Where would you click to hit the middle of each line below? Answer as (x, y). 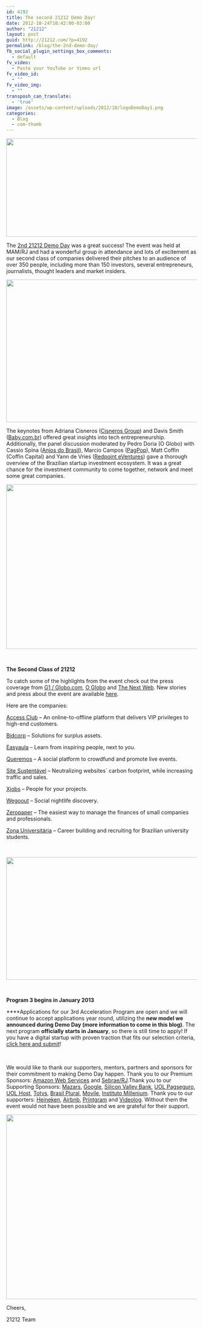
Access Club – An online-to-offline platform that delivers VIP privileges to (98, 718)
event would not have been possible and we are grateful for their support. (98, 1106)
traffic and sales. (27, 777)
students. (18, 837)
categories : (21, 113)
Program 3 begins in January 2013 (50, 1000)
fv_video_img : (24, 85)
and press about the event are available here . (63, 694)
